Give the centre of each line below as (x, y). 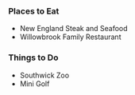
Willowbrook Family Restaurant (70, 37)
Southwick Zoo (44, 75)
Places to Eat (34, 11)
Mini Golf (35, 83)
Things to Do (33, 57)
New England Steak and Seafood (74, 29)
